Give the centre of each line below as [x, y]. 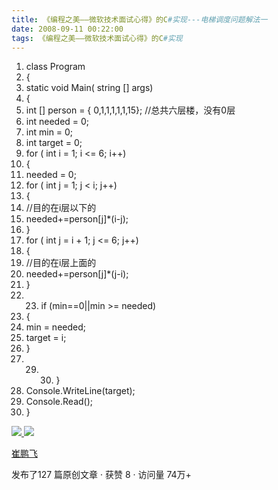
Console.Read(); [59, 402]
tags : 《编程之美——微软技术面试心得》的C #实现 [97, 38]
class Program [55, 67]
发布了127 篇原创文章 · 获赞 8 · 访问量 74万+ [101, 475]
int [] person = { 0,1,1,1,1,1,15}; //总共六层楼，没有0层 [130, 110]
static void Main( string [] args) [89, 88]
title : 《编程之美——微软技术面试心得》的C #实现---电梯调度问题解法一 [139, 19]
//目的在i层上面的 [61, 263]
